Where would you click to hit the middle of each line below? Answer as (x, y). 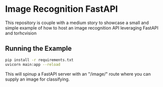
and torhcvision (21, 33)
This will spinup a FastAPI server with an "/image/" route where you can (78, 74)
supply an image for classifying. (37, 79)
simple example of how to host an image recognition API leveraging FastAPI (82, 28)
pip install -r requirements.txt (39, 60)
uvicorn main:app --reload (33, 64)
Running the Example (39, 48)
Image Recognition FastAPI (62, 9)
